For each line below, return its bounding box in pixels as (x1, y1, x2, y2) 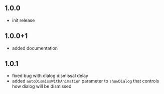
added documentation (12, 45, 58, 51)
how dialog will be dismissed (12, 83, 72, 89)
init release (12, 17, 35, 23)
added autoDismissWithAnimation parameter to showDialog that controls (12, 78, 159, 84)
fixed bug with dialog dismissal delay (12, 72, 89, 79)
